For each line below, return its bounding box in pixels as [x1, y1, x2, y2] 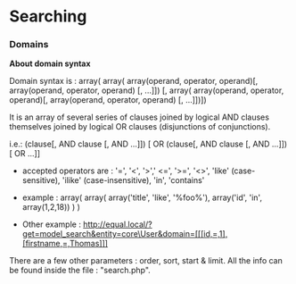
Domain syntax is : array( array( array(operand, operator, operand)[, [9, 76, 259, 87]
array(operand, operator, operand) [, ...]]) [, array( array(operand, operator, [9, 85, 284, 96]
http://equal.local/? [83, 219, 153, 230]
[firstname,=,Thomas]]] [21, 238, 109, 249]
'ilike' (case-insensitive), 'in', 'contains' [62, 175, 205, 186]
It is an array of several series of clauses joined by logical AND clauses [9, 112, 270, 122]
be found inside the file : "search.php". [9, 265, 152, 276]
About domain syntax [9, 58, 91, 69]
